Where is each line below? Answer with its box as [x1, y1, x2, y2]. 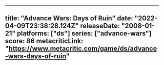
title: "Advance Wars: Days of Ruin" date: [5, 14, 133, 22]
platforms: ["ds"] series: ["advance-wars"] [17, 30, 152, 38]
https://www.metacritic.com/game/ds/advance [8, 45, 157, 53]
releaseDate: [80, 22, 121, 30]
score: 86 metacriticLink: [5, 37, 83, 45]
